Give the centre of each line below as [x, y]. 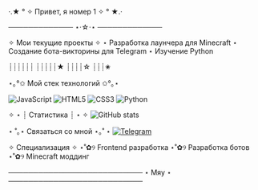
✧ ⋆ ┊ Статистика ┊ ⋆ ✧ [48, 115]
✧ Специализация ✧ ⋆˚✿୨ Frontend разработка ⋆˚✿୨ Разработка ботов [129, 147]
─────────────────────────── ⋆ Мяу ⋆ [90, 172]
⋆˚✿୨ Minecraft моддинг [49, 156]
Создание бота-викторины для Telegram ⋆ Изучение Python [111, 51]
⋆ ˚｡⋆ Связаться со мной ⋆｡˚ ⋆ [60, 131]
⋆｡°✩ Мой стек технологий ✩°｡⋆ [64, 83]
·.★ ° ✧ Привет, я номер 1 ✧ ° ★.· [65, 12]
